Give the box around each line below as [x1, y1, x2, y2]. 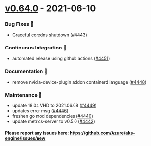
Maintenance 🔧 [5, 92, 42, 98]
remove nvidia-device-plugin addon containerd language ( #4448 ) [12, 79, 147, 85]
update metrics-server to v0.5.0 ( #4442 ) [12, 118, 95, 124]
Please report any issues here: [5, 130, 69, 136]
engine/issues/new [5, 135, 46, 141]
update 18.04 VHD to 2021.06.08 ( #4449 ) [12, 102, 97, 109]
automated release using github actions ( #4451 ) [12, 55, 110, 61]
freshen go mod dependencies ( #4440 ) [12, 113, 93, 119]
